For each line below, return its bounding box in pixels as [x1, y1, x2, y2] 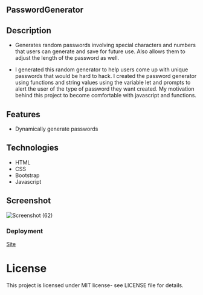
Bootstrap [14, 172, 40, 179]
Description [6, 25, 51, 36]
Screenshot [6, 196, 51, 206]
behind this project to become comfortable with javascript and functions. [14, 92, 196, 99]
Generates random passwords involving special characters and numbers [14, 42, 196, 49]
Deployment [6, 227, 43, 235]
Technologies [6, 143, 59, 153]
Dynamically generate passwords [14, 125, 98, 132]
